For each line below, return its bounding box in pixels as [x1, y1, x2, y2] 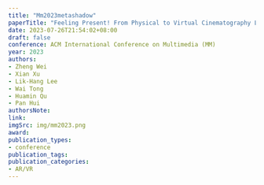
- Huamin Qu [8, 92, 47, 100]
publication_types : [8, 135, 72, 144]
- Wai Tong [8, 84, 44, 93]
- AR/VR [8, 165, 34, 173]
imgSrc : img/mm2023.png [8, 121, 86, 129]
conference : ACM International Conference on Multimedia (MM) [8, 41, 216, 49]
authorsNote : [8, 107, 51, 115]
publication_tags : [8, 150, 68, 158]
